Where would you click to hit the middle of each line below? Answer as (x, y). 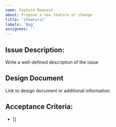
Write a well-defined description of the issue (52, 62)
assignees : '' (20, 29)
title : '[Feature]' (26, 19)
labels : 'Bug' (20, 24)
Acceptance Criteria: (39, 107)
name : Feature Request (29, 10)
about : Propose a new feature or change (49, 15)
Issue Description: (35, 50)
